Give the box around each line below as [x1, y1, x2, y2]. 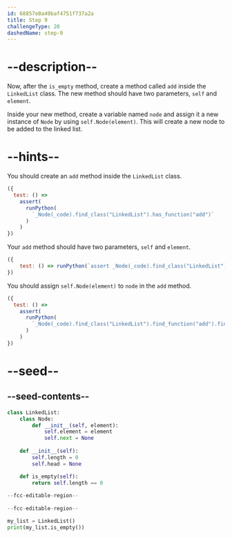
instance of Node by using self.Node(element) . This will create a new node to [7, 118, 225, 126]
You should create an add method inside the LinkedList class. [7, 172, 182, 180]
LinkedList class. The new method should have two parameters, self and [7, 89, 217, 98]
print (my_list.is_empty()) [7, 523, 85, 531]
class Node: [19, 416, 54, 423]
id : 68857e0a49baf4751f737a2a [7, 10, 95, 17]
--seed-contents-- [7, 391, 90, 402]
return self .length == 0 [32, 479, 104, 486]
